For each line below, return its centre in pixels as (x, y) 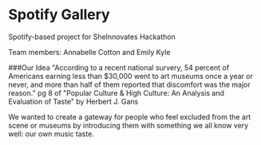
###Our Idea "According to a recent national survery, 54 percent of (119, 67)
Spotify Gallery (59, 15)
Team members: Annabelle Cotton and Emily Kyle (89, 52)
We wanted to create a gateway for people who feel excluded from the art (130, 116)
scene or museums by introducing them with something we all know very (129, 125)
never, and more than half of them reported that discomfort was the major (130, 84)
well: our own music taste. (51, 134)
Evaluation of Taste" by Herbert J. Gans (73, 101)
